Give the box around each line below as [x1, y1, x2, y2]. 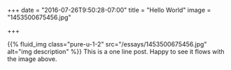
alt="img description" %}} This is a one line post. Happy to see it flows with [7, 48, 225, 55]
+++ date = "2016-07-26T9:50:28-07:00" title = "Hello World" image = [7, 6, 211, 14]
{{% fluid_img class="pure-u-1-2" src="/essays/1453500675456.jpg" [7, 40, 207, 48]
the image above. [7, 55, 57, 63]
